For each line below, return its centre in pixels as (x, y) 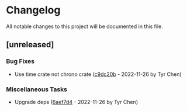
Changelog (33, 10)
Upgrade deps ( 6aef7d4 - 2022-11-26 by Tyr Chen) (76, 102)
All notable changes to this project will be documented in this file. (85, 26)
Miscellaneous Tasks (37, 89)
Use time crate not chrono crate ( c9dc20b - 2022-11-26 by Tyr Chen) (98, 74)
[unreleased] (30, 45)
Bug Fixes (20, 61)
